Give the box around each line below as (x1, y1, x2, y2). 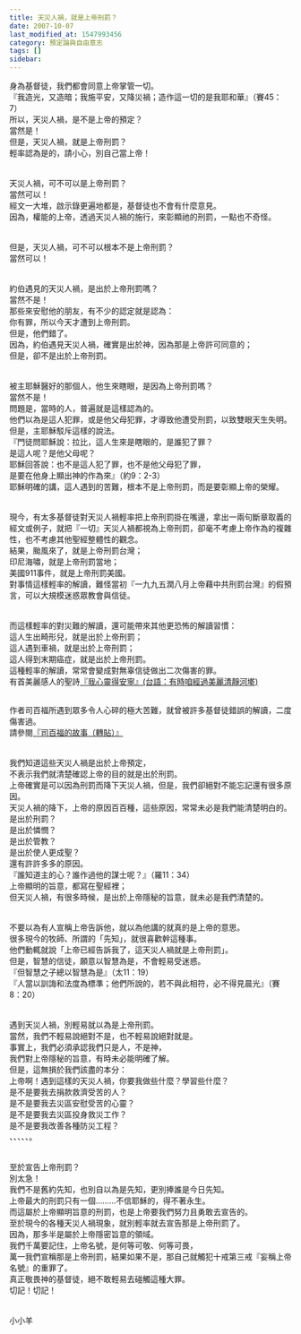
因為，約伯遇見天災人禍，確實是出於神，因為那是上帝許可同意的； (9, 340, 253, 349)
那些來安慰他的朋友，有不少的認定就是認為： (9, 306, 175, 316)
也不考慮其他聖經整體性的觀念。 (24, 534, 143, 545)
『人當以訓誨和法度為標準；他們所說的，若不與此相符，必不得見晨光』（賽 (9, 978, 280, 988)
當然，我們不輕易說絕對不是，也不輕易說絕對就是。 (9, 1031, 198, 1041)
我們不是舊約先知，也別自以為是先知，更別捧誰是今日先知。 (9, 1184, 229, 1194)
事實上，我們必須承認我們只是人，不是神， (9, 1042, 167, 1053)
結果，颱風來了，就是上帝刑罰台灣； (9, 546, 143, 555)
